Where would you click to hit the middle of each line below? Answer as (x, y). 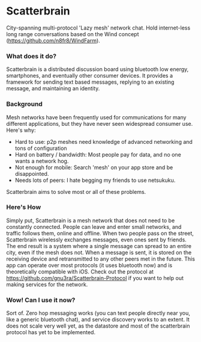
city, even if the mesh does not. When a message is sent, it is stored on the (99, 252)
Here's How (24, 207)
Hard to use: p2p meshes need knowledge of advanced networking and (104, 141)
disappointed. (32, 173)
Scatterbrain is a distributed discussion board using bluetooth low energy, (97, 69)
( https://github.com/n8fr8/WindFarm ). (53, 40)
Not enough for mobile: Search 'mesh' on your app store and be (94, 167)
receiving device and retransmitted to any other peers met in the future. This (100, 259)
